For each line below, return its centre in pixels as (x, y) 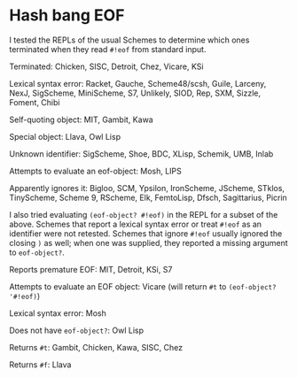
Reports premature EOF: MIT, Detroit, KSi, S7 (91, 269)
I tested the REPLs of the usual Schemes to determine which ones (129, 40)
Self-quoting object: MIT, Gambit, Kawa (81, 119)
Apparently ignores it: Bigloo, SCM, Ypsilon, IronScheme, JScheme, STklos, (147, 188)
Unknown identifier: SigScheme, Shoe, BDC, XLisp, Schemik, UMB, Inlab (141, 154)
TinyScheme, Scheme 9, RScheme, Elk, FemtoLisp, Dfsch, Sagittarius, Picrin (148, 197)
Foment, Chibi (35, 102)
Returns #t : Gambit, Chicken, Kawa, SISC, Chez (96, 347)
